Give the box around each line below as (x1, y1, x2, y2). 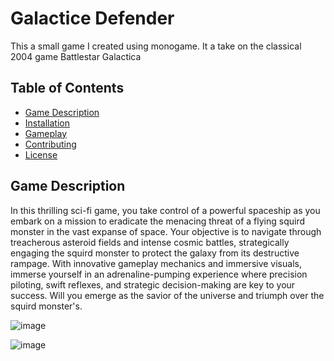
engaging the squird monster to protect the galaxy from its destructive (10, 247, 300, 259)
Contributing (24, 138, 77, 150)
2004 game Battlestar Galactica (10, 50, 142, 62)
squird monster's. (10, 300, 83, 312)
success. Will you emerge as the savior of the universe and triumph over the (10, 289, 325, 301)
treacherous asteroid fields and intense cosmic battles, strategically (10, 236, 290, 248)
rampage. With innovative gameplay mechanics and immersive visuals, (10, 257, 302, 269)
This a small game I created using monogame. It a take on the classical (10, 40, 302, 52)
